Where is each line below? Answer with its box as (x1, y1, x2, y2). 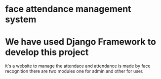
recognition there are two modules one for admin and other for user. (5, 68, 144, 74)
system (5, 14, 37, 25)
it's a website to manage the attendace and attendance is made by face (5, 63, 151, 69)
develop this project (5, 47, 89, 58)
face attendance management (5, 3, 131, 15)
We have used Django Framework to (5, 36, 157, 48)
